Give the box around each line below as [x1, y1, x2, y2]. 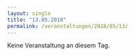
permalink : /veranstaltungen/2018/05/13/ [7, 23, 129, 29]
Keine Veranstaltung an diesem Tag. [7, 42, 110, 50]
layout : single [7, 10, 51, 17]
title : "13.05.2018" [7, 16, 67, 23]
